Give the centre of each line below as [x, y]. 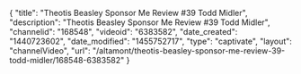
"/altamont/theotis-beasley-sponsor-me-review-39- [189, 51]
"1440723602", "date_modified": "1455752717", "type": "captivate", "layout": [150, 41]
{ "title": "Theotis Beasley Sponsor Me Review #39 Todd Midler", [128, 13]
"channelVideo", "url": [50, 51]
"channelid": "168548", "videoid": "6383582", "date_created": [124, 32]
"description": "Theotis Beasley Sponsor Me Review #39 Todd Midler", [140, 22]
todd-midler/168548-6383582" [67, 60]
